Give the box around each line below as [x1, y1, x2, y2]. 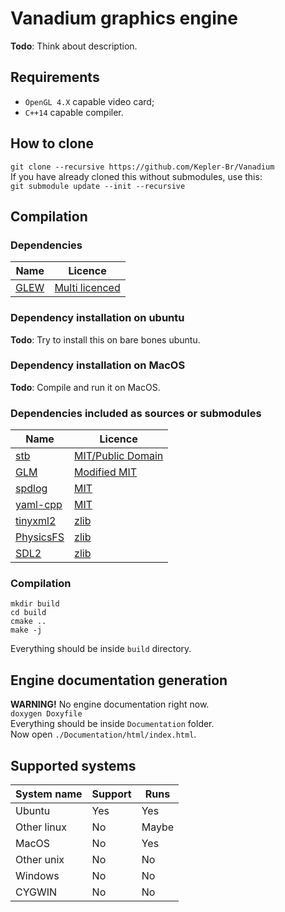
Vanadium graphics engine [10, 7, 238, 30]
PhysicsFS [15, 530, 65, 544]
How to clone [10, 135, 94, 152]
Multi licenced [54, 281, 121, 295]
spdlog [15, 482, 48, 496]
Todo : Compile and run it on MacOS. [10, 381, 161, 393]
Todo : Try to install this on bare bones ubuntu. [10, 333, 201, 346]
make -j [10, 625, 43, 636]
